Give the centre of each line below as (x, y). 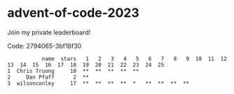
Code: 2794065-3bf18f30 (44, 46)
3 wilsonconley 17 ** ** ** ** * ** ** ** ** (98, 83)
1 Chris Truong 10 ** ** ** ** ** (73, 71)
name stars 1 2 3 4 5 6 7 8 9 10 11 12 (135, 59)
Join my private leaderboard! (49, 32)
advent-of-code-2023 (74, 13)
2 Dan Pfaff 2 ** (48, 77)
